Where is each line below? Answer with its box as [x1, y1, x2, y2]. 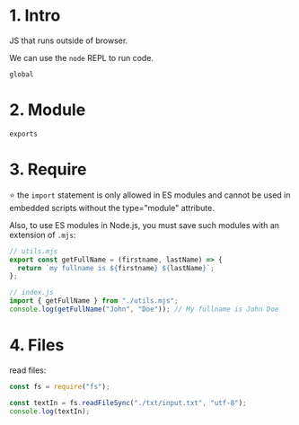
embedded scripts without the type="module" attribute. [9, 202, 215, 213]
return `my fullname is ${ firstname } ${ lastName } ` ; [17, 263, 215, 272]
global [9, 69, 34, 79]
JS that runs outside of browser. [9, 35, 128, 46]
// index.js [9, 288, 54, 297]
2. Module [9, 100, 86, 120]
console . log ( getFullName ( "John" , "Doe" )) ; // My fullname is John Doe [9, 305, 279, 314]
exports [9, 129, 39, 138]
